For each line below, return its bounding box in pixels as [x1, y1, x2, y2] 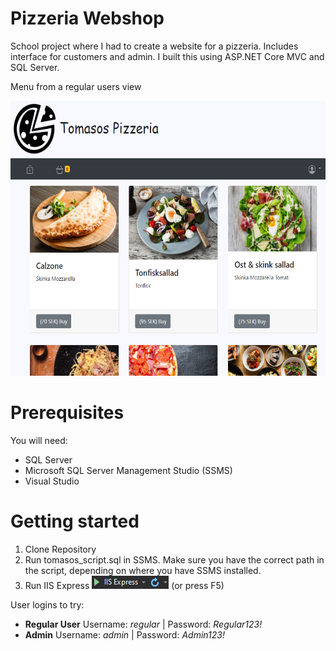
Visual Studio [24, 475, 80, 487]
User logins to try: [10, 598, 85, 611]
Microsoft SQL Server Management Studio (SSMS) [24, 464, 233, 476]
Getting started [10, 510, 140, 533]
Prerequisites [10, 402, 125, 424]
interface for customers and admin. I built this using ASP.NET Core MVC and [10, 50, 325, 62]
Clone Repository [24, 543, 97, 555]
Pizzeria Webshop [10, 7, 165, 30]
